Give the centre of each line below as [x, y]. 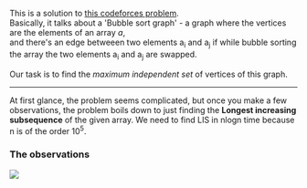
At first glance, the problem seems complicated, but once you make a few [148, 100]
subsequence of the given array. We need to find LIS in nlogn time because [152, 120]
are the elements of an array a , [68, 32]
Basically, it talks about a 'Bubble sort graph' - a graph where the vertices [148, 23]
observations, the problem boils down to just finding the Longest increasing [153, 110]
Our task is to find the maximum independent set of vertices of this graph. [148, 74]
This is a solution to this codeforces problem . [95, 13]
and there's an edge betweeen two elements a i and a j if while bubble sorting [153, 43]
